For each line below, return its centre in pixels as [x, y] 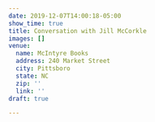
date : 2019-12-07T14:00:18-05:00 [65, 16]
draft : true [28, 99]
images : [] [27, 38]
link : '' [30, 91]
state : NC [32, 76]
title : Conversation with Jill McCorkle [78, 31]
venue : [19, 46]
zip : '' [29, 83]
